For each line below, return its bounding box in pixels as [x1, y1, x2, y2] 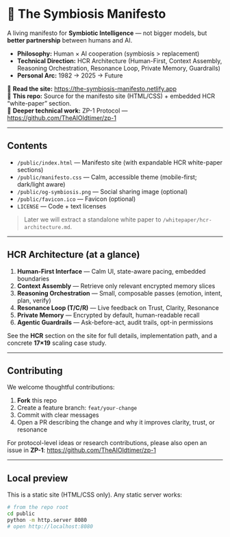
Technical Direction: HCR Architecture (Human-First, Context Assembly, [16, 56, 222, 64]
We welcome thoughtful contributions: [7, 383, 115, 392]
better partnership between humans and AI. [7, 36, 133, 44]
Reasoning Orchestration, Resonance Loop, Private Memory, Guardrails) [16, 64, 221, 72]
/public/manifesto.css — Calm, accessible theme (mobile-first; [16, 173, 197, 181]
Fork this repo [16, 396, 57, 405]
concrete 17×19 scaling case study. [7, 339, 107, 347]
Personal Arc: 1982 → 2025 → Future [16, 71, 123, 80]
